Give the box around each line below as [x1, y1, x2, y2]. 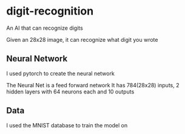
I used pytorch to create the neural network [6, 70, 115, 77]
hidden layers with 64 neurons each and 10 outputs [6, 88, 135, 95]
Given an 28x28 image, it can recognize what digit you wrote [6, 36, 158, 43]
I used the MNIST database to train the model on [6, 121, 128, 129]
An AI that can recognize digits [6, 24, 83, 32]
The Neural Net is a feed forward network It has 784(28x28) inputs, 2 [6, 81, 180, 89]
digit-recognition [6, 4, 94, 18]
